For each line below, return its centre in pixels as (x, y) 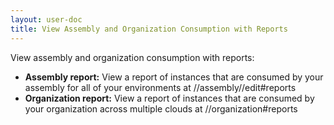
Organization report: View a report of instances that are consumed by (169, 98)
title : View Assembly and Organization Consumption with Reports (149, 29)
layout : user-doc (46, 19)
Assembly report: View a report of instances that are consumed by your (174, 77)
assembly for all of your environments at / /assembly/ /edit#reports (160, 87)
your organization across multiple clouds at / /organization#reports (161, 108)
